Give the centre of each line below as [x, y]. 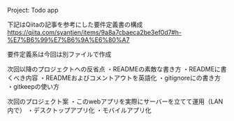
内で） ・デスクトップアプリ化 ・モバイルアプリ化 [79, 110]
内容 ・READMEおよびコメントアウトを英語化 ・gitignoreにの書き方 [123, 78]
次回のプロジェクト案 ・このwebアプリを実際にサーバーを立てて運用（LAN [115, 101]
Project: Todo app [33, 10]
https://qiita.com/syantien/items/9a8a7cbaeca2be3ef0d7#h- [94, 32]
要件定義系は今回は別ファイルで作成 [59, 54]
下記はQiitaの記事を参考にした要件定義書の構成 [75, 24]
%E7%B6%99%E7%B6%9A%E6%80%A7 [68, 40]
